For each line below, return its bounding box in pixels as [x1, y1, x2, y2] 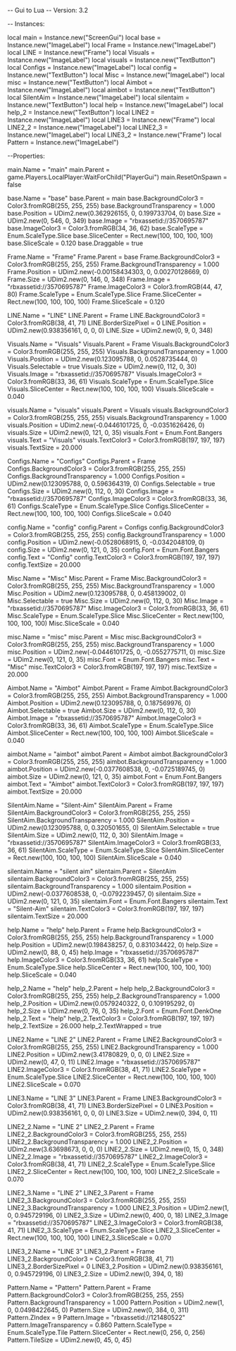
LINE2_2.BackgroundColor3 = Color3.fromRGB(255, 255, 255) [7, 1130, 187, 1138]
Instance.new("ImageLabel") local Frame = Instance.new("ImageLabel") [7, 41, 216, 49]
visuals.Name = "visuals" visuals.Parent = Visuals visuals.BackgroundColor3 [7, 406, 229, 414]
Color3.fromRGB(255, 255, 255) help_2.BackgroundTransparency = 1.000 [7, 992, 221, 1000]
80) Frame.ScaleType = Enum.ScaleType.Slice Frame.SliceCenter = [7, 290, 202, 298]
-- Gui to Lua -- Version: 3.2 [7, 6, 89, 14]
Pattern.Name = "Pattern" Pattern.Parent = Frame [7, 1283, 151, 1292]
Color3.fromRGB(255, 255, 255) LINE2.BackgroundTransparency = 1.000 [7, 1043, 218, 1051]
